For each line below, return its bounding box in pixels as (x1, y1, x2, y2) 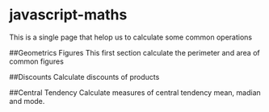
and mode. (9, 96, 45, 106)
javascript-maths (9, 6, 128, 24)
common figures (9, 56, 64, 66)
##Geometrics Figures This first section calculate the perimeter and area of (9, 48, 261, 57)
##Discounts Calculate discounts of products (9, 72, 160, 81)
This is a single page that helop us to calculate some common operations (9, 32, 253, 42)
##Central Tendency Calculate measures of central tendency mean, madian (9, 87, 261, 97)
